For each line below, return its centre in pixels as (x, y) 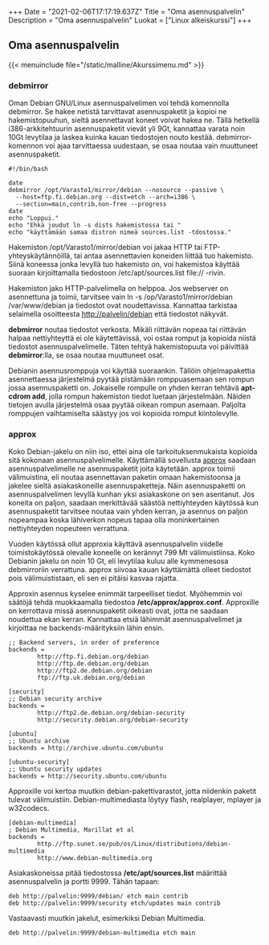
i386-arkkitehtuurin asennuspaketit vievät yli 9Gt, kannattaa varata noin (127, 129)
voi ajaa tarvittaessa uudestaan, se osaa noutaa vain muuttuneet (152, 146)
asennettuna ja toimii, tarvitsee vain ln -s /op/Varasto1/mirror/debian (120, 297)
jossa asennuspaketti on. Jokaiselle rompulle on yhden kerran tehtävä (124, 388)
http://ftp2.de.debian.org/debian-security (111, 713)
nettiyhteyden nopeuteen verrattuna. (69, 529)
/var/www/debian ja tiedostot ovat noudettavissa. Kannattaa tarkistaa (123, 305)
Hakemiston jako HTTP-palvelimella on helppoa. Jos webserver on (118, 288)
